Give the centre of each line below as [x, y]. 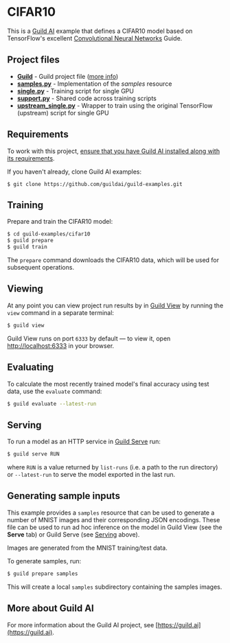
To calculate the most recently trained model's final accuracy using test [108, 384]
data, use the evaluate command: [55, 391]
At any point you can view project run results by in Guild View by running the [115, 305]
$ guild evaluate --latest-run [52, 404]
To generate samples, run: [44, 561]
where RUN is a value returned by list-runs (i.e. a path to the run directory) [113, 467]
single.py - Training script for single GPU [75, 91]
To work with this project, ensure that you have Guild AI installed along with [114, 151]
